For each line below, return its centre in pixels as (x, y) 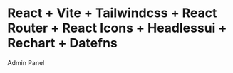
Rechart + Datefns (62, 43)
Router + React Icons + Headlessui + (117, 28)
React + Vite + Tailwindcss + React (112, 13)
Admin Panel (26, 62)
